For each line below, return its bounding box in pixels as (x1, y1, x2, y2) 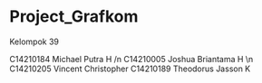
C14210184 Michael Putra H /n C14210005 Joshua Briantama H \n (9, 53, 254, 64)
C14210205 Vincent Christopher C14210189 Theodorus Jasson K (9, 63, 251, 74)
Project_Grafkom (9, 6, 139, 27)
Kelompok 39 (9, 36, 59, 47)
